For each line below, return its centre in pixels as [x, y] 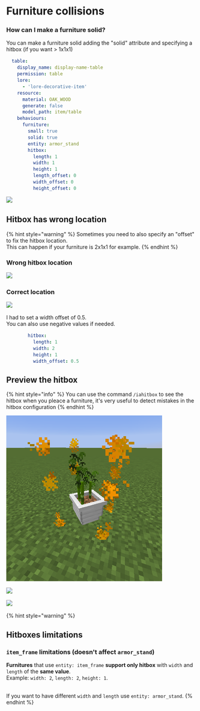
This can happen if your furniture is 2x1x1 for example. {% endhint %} [92, 247]
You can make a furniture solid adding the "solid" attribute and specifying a [99, 43]
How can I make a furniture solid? [56, 30]
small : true [43, 131]
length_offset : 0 [55, 176]
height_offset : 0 [55, 188]
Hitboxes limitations [44, 635]
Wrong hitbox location [39, 262]
